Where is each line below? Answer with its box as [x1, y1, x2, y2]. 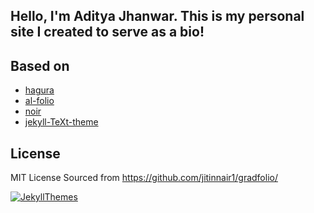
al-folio [24, 95, 55, 107]
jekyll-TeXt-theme [24, 116, 99, 128]
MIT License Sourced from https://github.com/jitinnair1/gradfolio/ [10, 172, 278, 184]
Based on [10, 57, 70, 74]
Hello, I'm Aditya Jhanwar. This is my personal [10, 8, 305, 25]
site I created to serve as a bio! [10, 24, 205, 41]
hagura [24, 84, 55, 96]
